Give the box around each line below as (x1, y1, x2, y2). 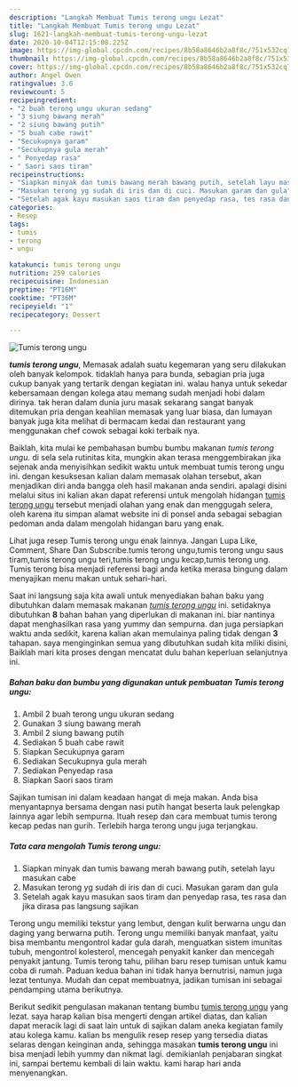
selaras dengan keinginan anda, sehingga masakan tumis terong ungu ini (9, 1039, 278, 1050)
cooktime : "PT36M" (9, 293, 77, 302)
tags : (9, 220, 29, 228)
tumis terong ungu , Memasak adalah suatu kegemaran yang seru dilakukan (9, 359, 286, 370)
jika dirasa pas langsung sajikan (21, 901, 139, 912)
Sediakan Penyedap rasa (21, 765, 114, 776)
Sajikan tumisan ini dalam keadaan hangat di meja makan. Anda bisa (9, 792, 259, 803)
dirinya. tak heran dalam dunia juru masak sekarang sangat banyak (9, 397, 255, 408)
